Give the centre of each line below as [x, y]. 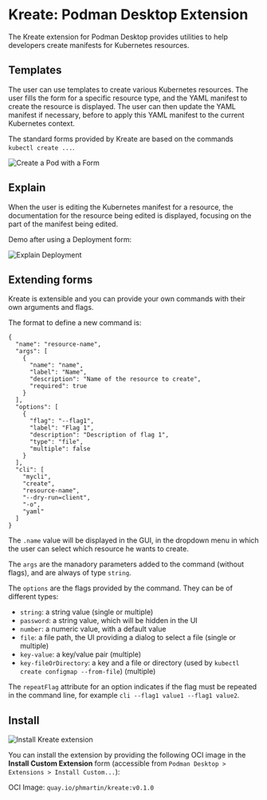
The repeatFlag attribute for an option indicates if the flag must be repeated [133, 687]
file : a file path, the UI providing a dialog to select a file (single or [128, 637]
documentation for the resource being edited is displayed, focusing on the [130, 215]
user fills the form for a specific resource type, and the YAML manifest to [128, 98]
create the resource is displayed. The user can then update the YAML [122, 106]
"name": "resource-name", [59, 344]
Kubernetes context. [42, 123]
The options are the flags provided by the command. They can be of [121, 588]
